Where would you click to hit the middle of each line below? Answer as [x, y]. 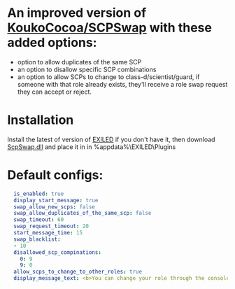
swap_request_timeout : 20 [51, 226]
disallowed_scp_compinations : [57, 252]
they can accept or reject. [55, 92]
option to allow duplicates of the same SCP [79, 62]
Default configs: [55, 175]
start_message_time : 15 [48, 233]
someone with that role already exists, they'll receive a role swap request [122, 84]
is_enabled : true [39, 194]
